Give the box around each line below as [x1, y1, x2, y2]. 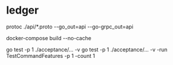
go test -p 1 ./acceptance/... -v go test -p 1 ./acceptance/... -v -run [6, 45, 168, 53]
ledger [6, 4, 39, 17]
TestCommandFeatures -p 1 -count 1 [6, 52, 95, 59]
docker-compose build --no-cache [6, 34, 92, 41]
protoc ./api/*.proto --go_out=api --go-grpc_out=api [6, 23, 133, 30]
